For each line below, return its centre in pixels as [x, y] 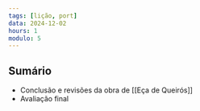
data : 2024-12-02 [37, 23]
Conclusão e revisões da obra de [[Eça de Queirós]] [106, 90]
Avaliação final [44, 99]
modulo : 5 [25, 38]
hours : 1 [23, 31]
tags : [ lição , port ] [43, 16]
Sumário [30, 70]
